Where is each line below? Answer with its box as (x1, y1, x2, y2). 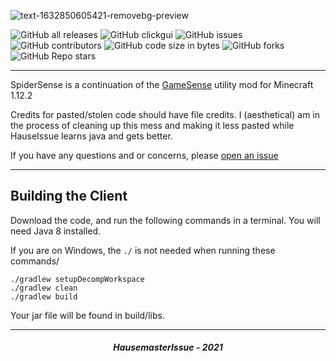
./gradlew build (10, 291, 78, 302)
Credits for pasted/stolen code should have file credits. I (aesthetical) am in (10, 109, 321, 120)
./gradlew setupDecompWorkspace (10, 274, 145, 284)
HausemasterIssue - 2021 (113, 341, 223, 354)
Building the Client (10, 188, 128, 205)
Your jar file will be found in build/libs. (10, 309, 165, 321)
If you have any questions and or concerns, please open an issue (10, 150, 279, 161)
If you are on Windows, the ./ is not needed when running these (10, 244, 276, 256)
